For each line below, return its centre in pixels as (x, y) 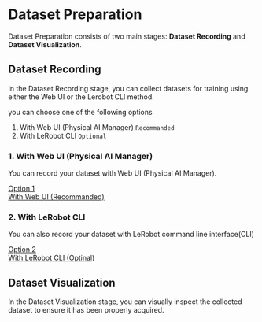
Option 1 (22, 189)
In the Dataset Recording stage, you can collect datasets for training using (128, 88)
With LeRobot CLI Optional (63, 135)
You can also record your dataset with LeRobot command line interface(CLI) (131, 235)
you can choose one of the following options (80, 112)
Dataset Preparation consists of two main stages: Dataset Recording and (127, 36)
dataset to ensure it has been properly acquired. (86, 310)
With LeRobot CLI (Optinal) (52, 258)
